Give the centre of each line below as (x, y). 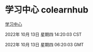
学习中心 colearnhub (47, 10)
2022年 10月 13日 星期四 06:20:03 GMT (44, 44)
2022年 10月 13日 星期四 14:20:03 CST (43, 34)
